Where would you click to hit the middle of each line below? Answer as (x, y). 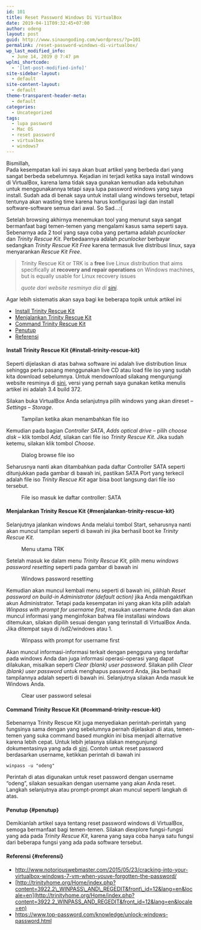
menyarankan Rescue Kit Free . (44, 251)
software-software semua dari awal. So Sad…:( (64, 208)
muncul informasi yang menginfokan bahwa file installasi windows (88, 616)
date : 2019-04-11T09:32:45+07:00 (48, 23)
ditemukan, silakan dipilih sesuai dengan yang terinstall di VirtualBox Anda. (99, 623)
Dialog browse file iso (48, 455)
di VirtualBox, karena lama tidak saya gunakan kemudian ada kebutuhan (95, 182)
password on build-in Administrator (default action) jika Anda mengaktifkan (100, 597)
